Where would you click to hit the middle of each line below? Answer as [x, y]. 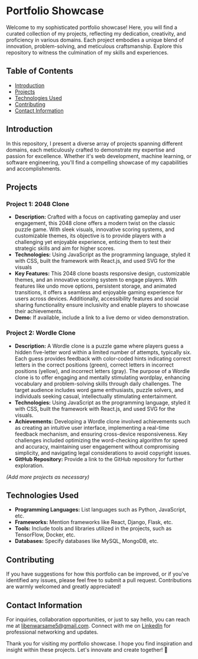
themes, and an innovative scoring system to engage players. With [96, 280]
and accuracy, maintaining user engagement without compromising [97, 446]
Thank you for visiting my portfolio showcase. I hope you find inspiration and [99, 643]
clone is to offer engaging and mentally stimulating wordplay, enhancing [102, 377]
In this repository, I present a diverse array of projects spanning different [95, 143]
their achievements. [39, 311]
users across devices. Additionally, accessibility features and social [97, 299]
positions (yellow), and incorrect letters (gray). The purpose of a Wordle [102, 371]
